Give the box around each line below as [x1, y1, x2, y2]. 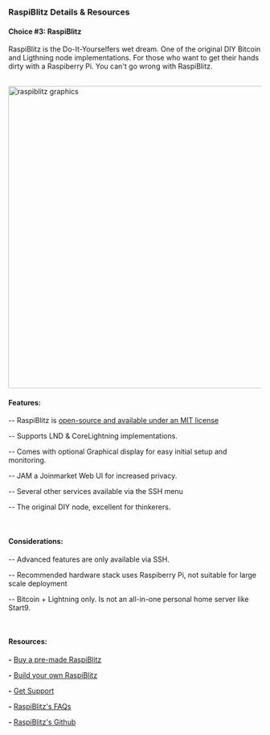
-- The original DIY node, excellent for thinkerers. [8, 502, 171, 512]
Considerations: [8, 536, 63, 546]
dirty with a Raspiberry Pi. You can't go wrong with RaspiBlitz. [8, 61, 213, 71]
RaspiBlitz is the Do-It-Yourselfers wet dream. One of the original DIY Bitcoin [8, 44, 261, 54]
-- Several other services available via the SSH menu [8, 487, 183, 496]
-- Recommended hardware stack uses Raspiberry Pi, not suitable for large [8, 570, 257, 579]
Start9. [8, 603, 31, 612]
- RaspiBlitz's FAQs [8, 701, 72, 711]
